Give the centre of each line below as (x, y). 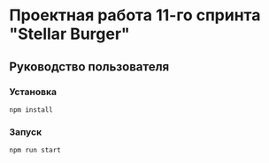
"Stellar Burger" (69, 34)
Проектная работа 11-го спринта (135, 15)
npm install (31, 110)
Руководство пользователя (89, 67)
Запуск (26, 131)
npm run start (35, 151)
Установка (33, 92)
